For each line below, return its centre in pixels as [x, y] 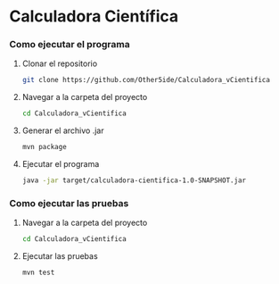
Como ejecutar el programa [70, 45]
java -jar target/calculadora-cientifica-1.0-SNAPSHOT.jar [134, 180]
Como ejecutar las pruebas [69, 203]
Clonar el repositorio [60, 63]
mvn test [38, 273]
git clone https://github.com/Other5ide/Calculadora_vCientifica [146, 80]
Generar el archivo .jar [63, 130]
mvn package [44, 147]
